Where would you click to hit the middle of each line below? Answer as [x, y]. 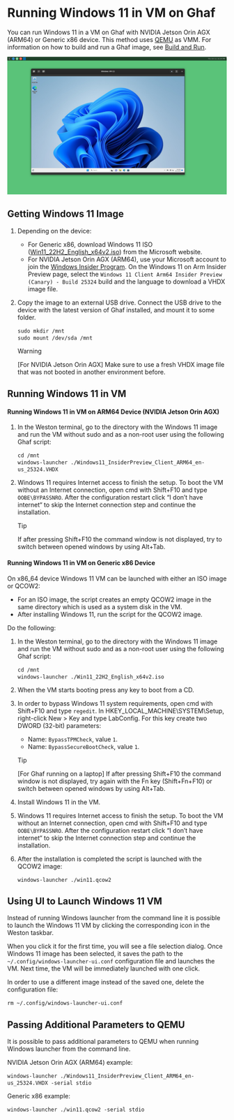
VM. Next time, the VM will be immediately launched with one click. [104, 968]
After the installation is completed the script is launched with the [109, 859]
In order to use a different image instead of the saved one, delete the [106, 982]
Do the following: [32, 627]
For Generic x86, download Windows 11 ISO [90, 244]
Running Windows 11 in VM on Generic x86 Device [81, 562]
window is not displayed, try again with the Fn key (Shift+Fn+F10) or [115, 781]
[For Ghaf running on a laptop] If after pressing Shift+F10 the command [119, 773]
